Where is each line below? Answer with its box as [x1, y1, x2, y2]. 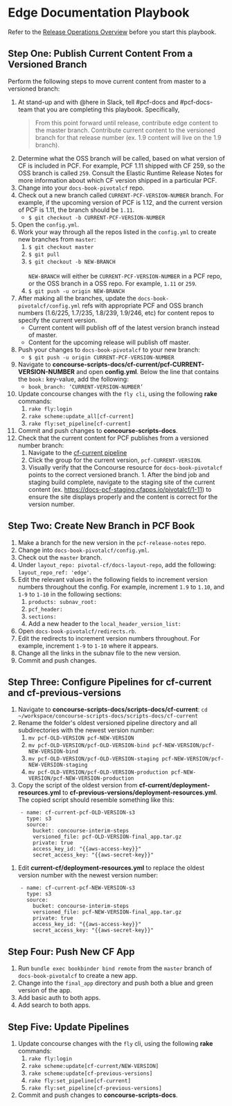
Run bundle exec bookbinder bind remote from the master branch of [17, 964, 213, 972]
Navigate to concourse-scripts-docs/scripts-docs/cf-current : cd [17, 705, 208, 714]
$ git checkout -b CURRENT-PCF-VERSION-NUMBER [28, 214, 166, 221]
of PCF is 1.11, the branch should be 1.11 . [17, 206, 135, 214]
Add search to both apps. [17, 1001, 91, 1009]
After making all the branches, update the [17, 294, 137, 302]
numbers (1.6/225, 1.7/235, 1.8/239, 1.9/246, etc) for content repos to [17, 308, 215, 316]
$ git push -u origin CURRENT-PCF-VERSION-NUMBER [28, 354, 175, 361]
